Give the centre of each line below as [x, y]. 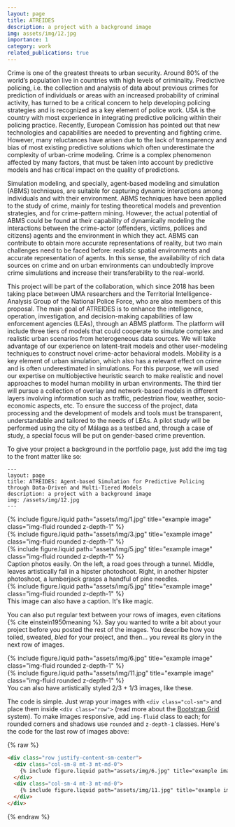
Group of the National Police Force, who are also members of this [127, 301]
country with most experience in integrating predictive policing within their [114, 117]
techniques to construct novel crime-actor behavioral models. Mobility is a [114, 353]
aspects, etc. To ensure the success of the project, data [117, 405]
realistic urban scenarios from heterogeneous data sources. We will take [112, 338]
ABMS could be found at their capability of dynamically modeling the [106, 220]
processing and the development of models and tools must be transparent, [115, 413]
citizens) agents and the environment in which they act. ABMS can [103, 235]
